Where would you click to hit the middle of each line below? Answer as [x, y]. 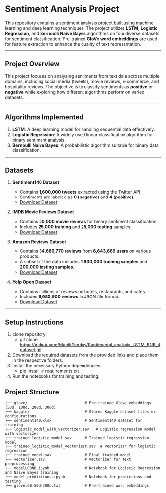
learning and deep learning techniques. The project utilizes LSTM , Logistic [81, 28]
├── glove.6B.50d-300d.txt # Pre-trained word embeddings [77, 486]
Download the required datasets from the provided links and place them [85, 355]
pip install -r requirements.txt [49, 371]
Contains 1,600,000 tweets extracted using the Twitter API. [81, 192]
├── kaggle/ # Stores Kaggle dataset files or [80, 412]
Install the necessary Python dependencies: [57, 366]
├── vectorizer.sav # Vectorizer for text [68, 459]
